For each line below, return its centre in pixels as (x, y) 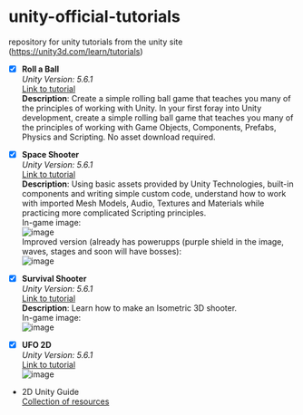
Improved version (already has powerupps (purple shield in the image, (153, 242)
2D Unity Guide (50, 392)
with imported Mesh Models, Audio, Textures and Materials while (143, 203)
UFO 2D (36, 345)
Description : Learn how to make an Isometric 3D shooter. (129, 308)
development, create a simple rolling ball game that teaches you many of (157, 118)
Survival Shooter (54, 279)
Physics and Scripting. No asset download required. (118, 137)
